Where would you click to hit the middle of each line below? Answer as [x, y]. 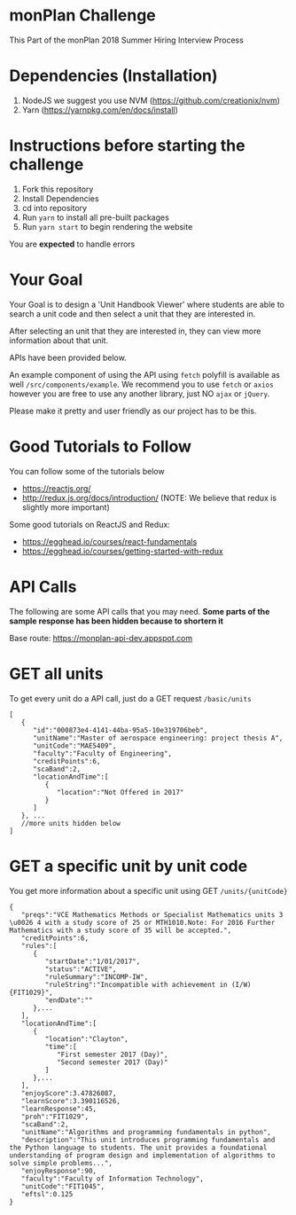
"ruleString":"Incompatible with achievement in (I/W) [148, 984]
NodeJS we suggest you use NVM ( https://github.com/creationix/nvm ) [151, 100]
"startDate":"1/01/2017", [93, 961]
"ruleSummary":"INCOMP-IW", [97, 976]
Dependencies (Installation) [114, 76]
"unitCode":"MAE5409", [74, 746]
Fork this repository [58, 189]
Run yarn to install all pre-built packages [96, 217]
